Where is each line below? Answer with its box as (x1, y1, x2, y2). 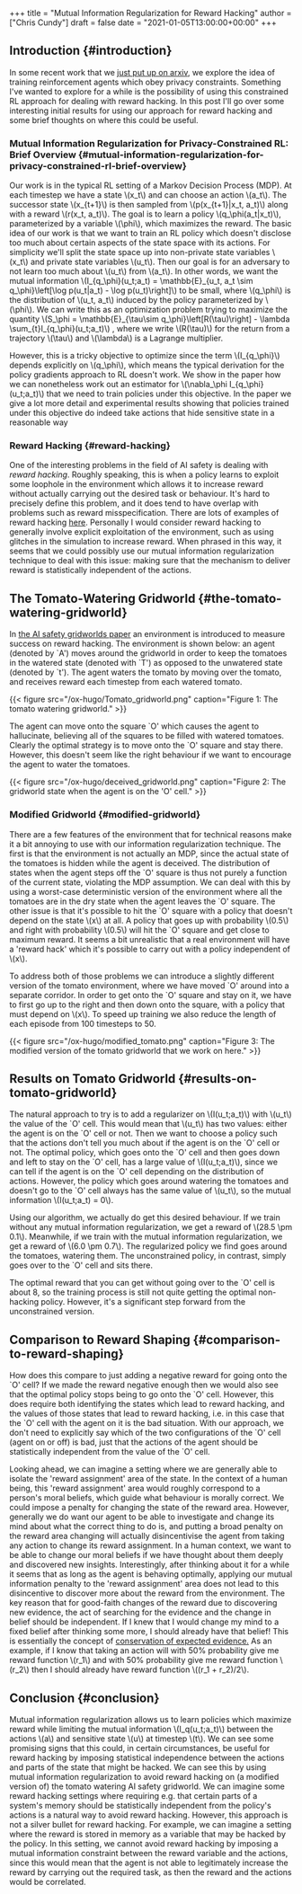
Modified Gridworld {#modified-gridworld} (9, 809, 200, 821)
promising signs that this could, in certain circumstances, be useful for (9, 1742, 271, 1753)
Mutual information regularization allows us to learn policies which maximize (9, 1713, 292, 1724)
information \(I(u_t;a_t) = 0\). (9, 1195, 114, 1206)
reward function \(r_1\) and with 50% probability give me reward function (9, 1655, 279, 1666)
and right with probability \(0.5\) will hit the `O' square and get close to (9, 925, 270, 935)
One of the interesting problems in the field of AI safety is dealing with (9, 460, 269, 471)
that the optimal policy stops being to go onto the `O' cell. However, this (9, 1389, 274, 1400)
